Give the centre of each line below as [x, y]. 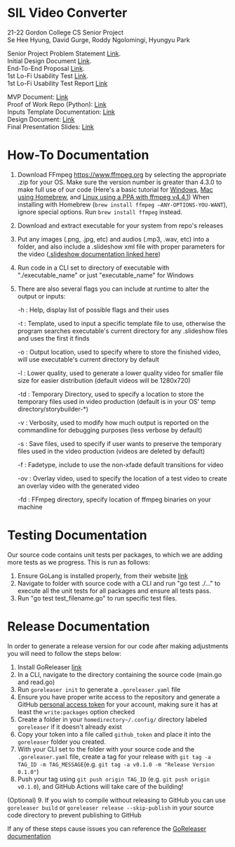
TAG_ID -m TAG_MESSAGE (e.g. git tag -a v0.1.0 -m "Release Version [116, 764]
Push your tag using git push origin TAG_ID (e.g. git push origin [114, 779]
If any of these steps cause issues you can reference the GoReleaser [107, 828]
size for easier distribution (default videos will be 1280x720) [104, 380]
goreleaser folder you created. [62, 742]
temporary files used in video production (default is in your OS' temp [116, 401]
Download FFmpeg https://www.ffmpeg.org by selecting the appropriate [122, 174]
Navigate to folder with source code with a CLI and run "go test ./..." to [119, 583]
